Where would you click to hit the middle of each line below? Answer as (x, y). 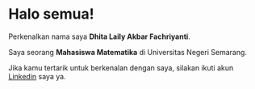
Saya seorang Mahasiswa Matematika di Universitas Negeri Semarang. (128, 52)
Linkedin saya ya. (37, 76)
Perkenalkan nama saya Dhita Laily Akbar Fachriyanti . (100, 36)
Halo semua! (51, 14)
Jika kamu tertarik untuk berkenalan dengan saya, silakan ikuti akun (121, 68)
